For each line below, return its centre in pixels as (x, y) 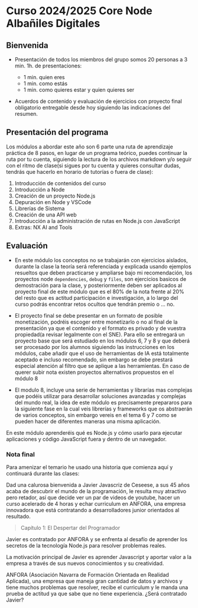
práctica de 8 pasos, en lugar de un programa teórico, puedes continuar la (97, 153)
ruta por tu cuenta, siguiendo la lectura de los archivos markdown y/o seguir (99, 159)
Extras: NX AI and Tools (43, 227)
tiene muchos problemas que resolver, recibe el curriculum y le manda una (97, 587)
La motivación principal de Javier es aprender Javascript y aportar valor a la (99, 557)
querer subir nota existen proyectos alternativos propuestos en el (94, 372)
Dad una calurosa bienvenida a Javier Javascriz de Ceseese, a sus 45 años (98, 485)
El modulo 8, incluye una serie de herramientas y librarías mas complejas (103, 390)
